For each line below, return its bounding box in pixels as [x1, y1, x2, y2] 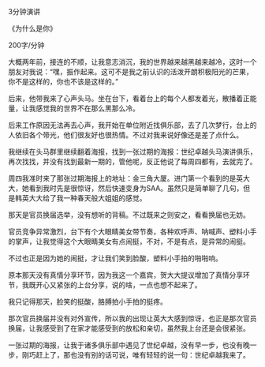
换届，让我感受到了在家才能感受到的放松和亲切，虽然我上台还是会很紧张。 [8, 324, 250, 333]
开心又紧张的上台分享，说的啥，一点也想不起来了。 [35, 280, 202, 290]
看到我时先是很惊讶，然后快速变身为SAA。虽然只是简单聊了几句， [28, 184, 244, 193]
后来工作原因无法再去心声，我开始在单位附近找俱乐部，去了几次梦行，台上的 [8, 121, 257, 129]
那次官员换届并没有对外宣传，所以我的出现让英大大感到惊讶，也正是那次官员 [8, 314, 257, 323]
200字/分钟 [8, 40, 45, 50]
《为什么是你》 [8, 24, 57, 33]
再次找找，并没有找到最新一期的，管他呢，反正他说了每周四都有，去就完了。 [8, 157, 257, 166]
